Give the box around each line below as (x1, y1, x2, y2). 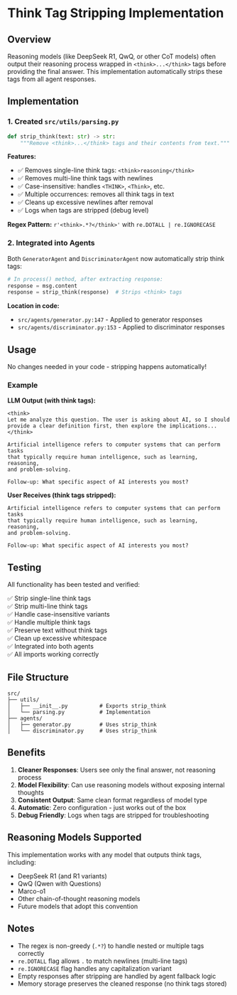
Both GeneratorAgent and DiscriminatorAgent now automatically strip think (7, 254, 225, 262)
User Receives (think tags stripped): (7, 491, 116, 499)
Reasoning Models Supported (7, 831, 142, 844)
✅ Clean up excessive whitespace (7, 634, 107, 643)
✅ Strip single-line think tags (7, 594, 92, 602)
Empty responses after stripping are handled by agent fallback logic (17, 972, 216, 980)
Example (7, 381, 38, 390)
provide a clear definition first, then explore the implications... (7, 422, 218, 430)
